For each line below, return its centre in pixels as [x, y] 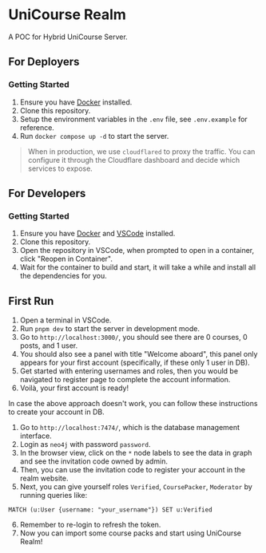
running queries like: [54, 496]
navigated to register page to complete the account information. [125, 380]
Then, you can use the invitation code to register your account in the [133, 470]
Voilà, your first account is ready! [74, 388]
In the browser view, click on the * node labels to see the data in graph [136, 453]
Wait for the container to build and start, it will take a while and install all [138, 267]
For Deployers [44, 62]
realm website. [44, 478]
